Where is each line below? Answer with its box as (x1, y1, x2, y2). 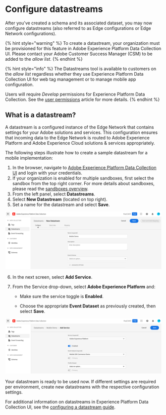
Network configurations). (5, 30, 56, 36)
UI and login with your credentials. (12, 170, 83, 176)
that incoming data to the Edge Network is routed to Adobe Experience (5, 134, 150, 140)
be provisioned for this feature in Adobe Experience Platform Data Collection (5, 45, 162, 51)
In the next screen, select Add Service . (12, 274, 93, 280)
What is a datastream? (5, 111, 76, 119)
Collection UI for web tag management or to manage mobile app (5, 76, 136, 82)
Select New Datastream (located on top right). (12, 196, 108, 202)
